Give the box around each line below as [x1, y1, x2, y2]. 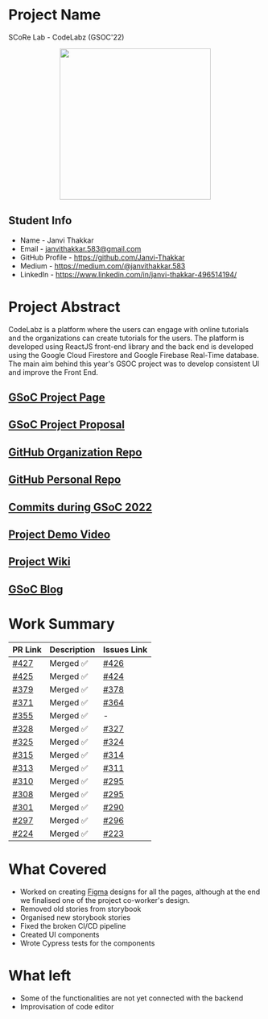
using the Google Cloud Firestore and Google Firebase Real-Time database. [8, 350, 259, 360]
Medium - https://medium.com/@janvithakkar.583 [19, 260, 186, 271]
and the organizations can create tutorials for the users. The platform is [8, 333, 245, 343]
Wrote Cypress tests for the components [19, 938, 155, 948]
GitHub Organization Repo [8, 445, 142, 459]
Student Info [8, 214, 72, 227]
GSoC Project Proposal [8, 418, 125, 432]
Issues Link [103, 643, 148, 655]
